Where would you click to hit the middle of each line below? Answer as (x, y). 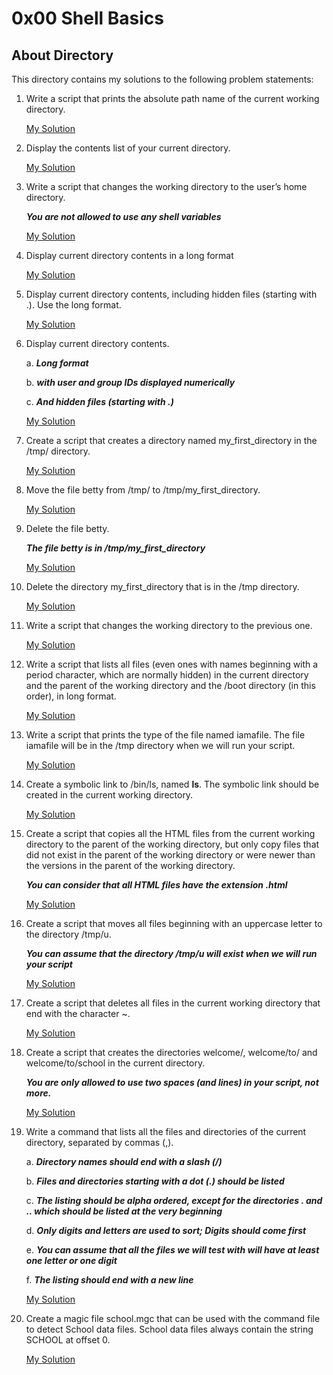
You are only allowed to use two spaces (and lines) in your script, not (172, 1082)
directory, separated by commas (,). (99, 1142)
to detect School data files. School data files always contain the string (169, 1329)
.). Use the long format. (73, 305)
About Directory (62, 55)
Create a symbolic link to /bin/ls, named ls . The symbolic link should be (172, 784)
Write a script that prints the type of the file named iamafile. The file (165, 735)
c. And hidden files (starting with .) (99, 401)
